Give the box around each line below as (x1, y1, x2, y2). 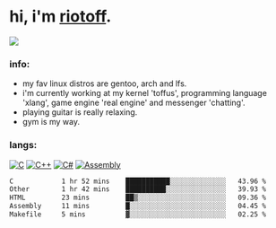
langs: (9, 139, 38, 152)
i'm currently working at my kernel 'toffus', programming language (22, 88, 267, 99)
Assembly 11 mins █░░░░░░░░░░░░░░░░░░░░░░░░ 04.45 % (9, 202, 267, 211)
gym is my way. (22, 117, 81, 127)
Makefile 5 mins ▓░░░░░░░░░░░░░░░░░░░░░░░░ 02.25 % (9, 210, 267, 219)
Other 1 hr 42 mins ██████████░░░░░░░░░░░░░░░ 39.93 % (9, 185, 267, 194)
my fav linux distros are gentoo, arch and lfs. (22, 78, 187, 89)
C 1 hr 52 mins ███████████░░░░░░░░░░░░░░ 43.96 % (9, 177, 267, 186)
